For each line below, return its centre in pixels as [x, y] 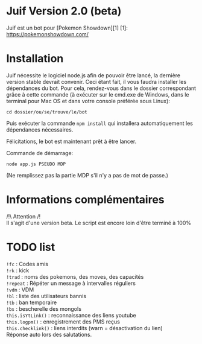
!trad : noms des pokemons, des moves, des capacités [75, 276]
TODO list [31, 247]
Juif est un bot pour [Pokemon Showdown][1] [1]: [67, 28]
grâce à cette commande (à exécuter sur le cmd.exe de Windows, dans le [98, 94]
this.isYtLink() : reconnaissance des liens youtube [71, 315]
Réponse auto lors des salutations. [49, 334]
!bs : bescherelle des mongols [44, 308]
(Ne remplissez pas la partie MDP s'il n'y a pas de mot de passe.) [87, 175]
